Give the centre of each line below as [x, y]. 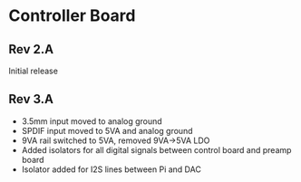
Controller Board [72, 16]
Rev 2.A [31, 49]
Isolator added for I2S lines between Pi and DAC [111, 169]
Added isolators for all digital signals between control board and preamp [156, 149]
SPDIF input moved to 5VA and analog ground [107, 130]
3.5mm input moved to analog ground [92, 121]
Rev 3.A [31, 99]
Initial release [33, 71]
